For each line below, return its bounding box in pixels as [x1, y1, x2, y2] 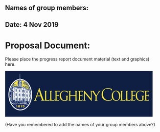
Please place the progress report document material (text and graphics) [5, 56, 150, 62]
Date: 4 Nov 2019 [5, 20, 59, 29]
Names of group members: [5, 4, 89, 12]
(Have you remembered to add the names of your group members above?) [5, 121, 156, 127]
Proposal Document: [5, 40, 91, 51]
